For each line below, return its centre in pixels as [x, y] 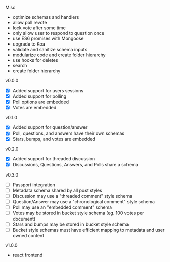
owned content [28, 236]
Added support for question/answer [50, 127]
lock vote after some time [39, 28]
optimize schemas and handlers [46, 17]
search [20, 65]
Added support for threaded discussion [54, 159]
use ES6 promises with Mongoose [48, 38]
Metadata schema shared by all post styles [57, 190]
